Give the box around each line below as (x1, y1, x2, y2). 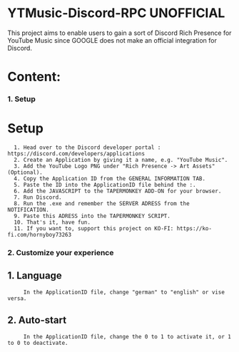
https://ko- (176, 224, 213, 232)
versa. (7, 294, 27, 302)
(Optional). (7, 169, 43, 176)
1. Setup (7, 94, 36, 104)
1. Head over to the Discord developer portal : (14, 144, 161, 151)
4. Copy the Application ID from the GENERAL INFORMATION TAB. (14, 175, 205, 182)
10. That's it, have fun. (14, 219, 91, 226)
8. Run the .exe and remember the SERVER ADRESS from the (14, 200, 190, 207)
